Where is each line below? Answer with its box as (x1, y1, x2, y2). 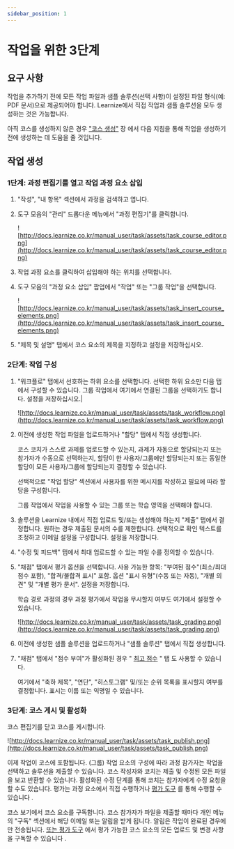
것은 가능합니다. (25, 109, 69, 118)
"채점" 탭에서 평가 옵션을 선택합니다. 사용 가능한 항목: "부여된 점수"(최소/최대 (17, 563, 226, 571)
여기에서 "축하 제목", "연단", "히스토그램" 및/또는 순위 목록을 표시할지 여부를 (17, 678, 224, 686)
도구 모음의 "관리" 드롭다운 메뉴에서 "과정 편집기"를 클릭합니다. (17, 210, 189, 218)
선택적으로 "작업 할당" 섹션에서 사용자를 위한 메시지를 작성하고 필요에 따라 (17, 477, 219, 485)
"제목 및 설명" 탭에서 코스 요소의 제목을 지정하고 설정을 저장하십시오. (17, 341, 203, 349)
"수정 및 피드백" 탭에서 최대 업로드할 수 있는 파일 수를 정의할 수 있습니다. (17, 548, 214, 556)
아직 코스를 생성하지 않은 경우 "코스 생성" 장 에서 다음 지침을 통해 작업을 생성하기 (7, 124, 226, 132)
